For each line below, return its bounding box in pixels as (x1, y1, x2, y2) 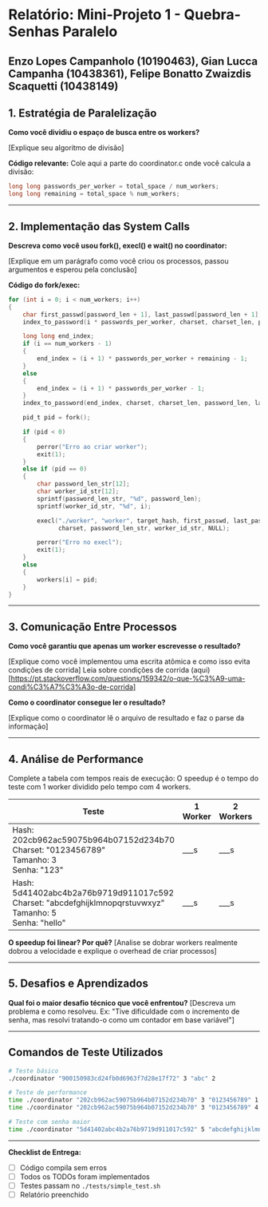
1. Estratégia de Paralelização (8, 106, 157, 120)
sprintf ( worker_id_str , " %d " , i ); (37, 502, 152, 510)
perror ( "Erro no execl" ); (37, 538, 124, 546)
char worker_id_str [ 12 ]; (37, 487, 120, 496)
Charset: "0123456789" (12, 844, 106, 856)
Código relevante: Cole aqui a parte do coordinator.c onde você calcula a (8, 158, 251, 169)
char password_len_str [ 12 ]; (37, 480, 130, 488)
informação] (8, 721, 49, 732)
